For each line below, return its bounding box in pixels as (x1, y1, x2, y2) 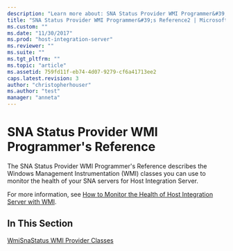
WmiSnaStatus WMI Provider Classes (7, 236, 114, 244)
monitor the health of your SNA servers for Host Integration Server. (7, 177, 199, 185)
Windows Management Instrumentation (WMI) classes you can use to (7, 169, 206, 177)
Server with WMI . (7, 197, 57, 206)
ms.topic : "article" (7, 62, 67, 69)
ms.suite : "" (7, 49, 45, 56)
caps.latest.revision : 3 (7, 74, 79, 82)
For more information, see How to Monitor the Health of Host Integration (7, 190, 214, 198)
